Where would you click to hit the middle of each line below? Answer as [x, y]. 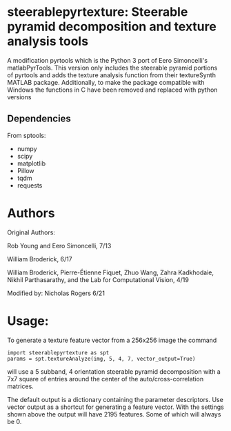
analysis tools [48, 41]
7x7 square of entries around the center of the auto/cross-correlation [106, 379]
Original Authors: [31, 232]
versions [19, 97]
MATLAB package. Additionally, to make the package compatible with [106, 82]
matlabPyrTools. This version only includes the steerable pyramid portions [112, 68]
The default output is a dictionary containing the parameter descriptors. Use [115, 399]
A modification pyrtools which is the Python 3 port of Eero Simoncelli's [108, 60]
